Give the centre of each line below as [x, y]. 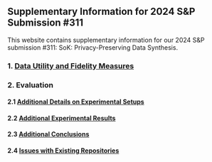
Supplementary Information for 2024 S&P [101, 12]
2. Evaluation [30, 85]
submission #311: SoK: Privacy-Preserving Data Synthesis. [93, 47]
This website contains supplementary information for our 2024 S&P [106, 40]
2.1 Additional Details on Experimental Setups [76, 102]
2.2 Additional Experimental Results [62, 118]
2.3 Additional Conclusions [48, 134]
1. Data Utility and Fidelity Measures [71, 65]
